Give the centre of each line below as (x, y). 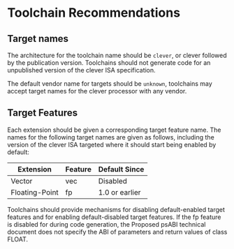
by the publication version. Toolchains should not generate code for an (109, 63)
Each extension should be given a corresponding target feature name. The (114, 130)
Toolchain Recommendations (94, 13)
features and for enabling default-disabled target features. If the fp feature (114, 217)
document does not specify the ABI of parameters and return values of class (117, 232)
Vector (22, 181)
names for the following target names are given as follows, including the (111, 137)
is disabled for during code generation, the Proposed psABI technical (107, 224)
